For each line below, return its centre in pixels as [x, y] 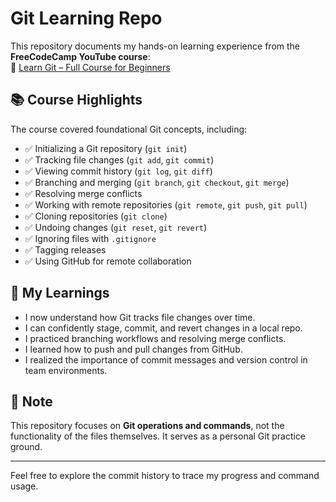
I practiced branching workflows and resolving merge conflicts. [155, 338]
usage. [24, 486]
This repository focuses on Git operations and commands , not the [147, 426]
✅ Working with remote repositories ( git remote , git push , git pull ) [166, 204]
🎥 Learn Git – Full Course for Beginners [90, 67]
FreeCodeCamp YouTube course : [80, 56]
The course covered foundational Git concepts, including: [129, 129]
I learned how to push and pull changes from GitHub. [133, 349]
